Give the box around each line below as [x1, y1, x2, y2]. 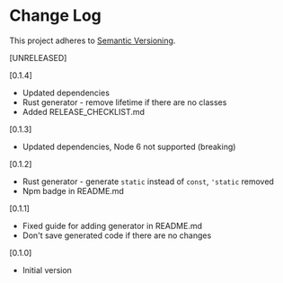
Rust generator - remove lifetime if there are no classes [22, 96, 227, 108]
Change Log [9, 5, 102, 26]
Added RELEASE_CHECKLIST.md [22, 106, 146, 117]
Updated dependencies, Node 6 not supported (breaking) [22, 141, 236, 152]
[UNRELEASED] [9, 52, 67, 63]
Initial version [22, 264, 72, 275]
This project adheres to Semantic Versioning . [9, 35, 176, 46]
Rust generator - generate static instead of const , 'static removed [22, 176, 274, 187]
